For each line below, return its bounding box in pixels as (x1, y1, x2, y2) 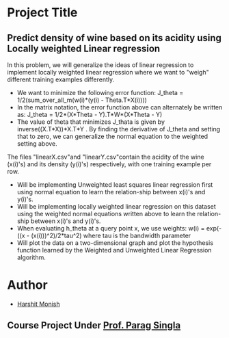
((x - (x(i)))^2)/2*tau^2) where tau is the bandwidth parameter (16, 231, 191, 239)
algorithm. (16, 253, 46, 261)
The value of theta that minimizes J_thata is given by (16, 118, 165, 126)
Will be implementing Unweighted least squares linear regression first (16, 181, 213, 189)
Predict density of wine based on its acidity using (7, 32, 222, 44)
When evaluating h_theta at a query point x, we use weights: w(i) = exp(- (16, 224, 222, 232)
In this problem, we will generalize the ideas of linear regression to (7, 61, 194, 69)
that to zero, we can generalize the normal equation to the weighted (16, 132, 208, 140)
